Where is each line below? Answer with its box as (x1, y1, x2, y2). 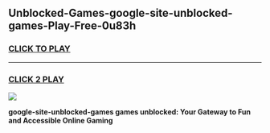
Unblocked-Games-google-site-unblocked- (8, 6, 233, 20)
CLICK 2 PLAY (8, 73, 64, 85)
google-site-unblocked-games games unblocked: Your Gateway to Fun (8, 106, 252, 116)
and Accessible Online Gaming (8, 115, 113, 125)
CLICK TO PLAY (8, 44, 71, 55)
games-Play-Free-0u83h (8, 19, 137, 33)
